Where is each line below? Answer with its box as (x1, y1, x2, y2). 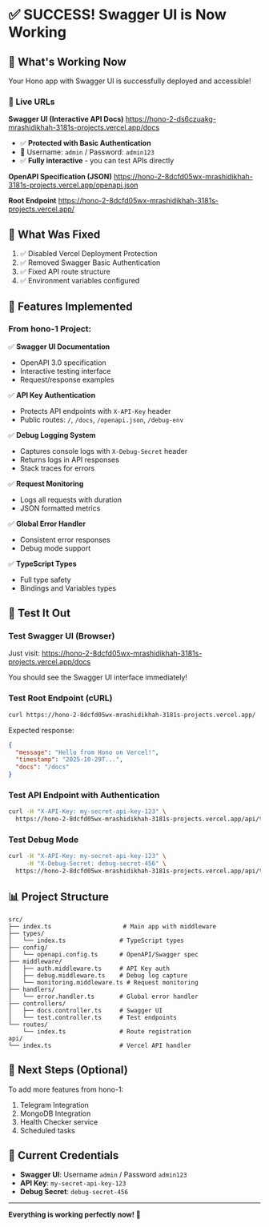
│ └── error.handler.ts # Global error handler (8, 992, 199, 1000)
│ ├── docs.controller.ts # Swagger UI (8, 1006, 163, 1014)
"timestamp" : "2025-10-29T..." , (15, 756, 124, 764)
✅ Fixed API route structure (19, 267, 110, 277)
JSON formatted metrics (19, 503, 101, 513)
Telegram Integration (19, 1100, 90, 1109)
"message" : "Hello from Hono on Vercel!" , (15, 748, 159, 756)
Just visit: (8, 648, 40, 658)
